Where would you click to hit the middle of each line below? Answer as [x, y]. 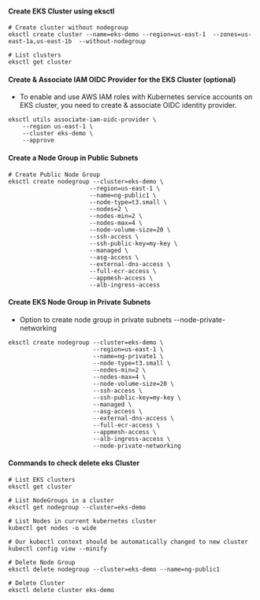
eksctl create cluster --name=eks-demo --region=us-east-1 [107, 35]
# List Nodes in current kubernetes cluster [82, 521]
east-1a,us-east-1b [40, 42]
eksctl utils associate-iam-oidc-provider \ [82, 120]
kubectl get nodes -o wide [52, 528]
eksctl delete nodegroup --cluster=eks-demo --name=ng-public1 [114, 570]
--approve [39, 141]
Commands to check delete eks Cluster [74, 463]
